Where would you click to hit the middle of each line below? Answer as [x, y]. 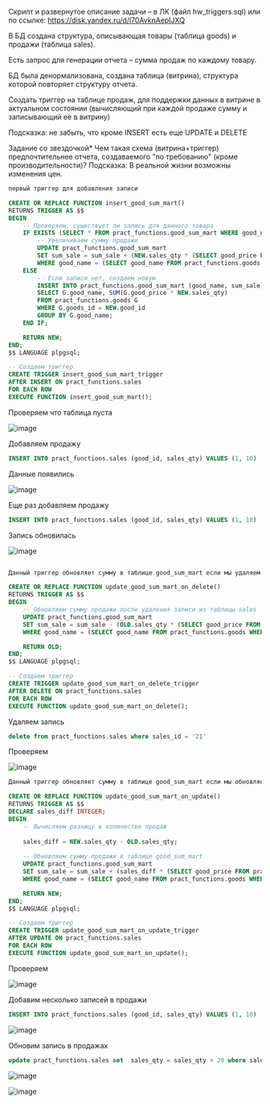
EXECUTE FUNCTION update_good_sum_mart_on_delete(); [98, 706]
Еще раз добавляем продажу [59, 505]
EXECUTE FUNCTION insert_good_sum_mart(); [80, 397]
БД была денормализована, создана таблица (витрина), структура [123, 75]
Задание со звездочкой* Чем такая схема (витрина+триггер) [114, 148]
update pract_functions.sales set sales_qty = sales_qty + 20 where [127, 1060]
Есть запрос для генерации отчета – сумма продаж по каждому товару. [133, 60]
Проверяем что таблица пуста [60, 412]
